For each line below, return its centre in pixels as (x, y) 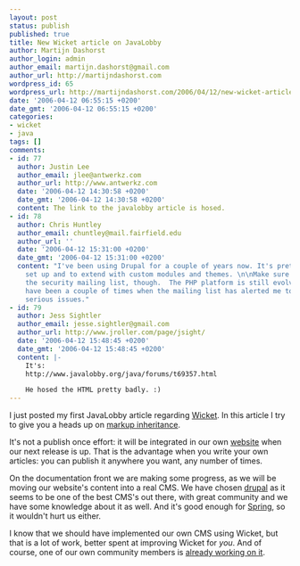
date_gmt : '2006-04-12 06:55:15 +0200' (83, 109)
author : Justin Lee (54, 167)
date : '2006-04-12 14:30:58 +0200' (83, 192)
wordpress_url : (37, 92)
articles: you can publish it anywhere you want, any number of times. (136, 461)
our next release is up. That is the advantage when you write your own (139, 452)
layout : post (33, 17)
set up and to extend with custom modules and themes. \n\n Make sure (158, 275)
